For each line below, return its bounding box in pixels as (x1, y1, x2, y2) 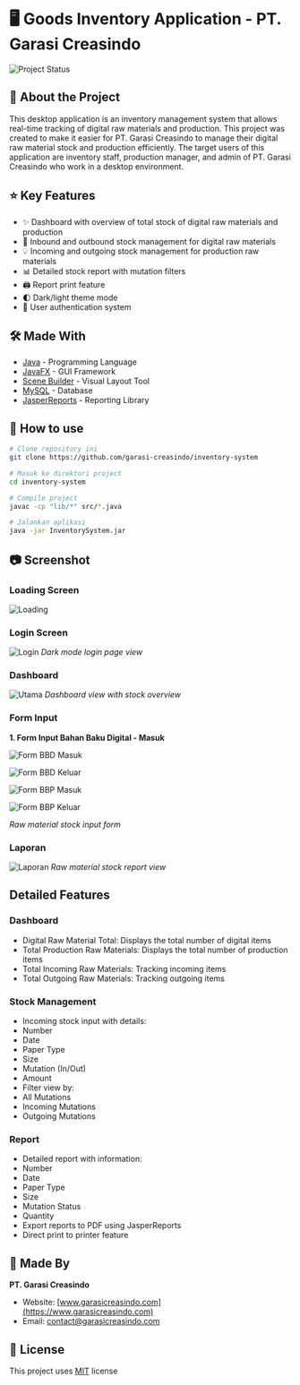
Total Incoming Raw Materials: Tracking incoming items (21, 963, 227, 974)
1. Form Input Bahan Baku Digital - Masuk (9, 732, 166, 743)
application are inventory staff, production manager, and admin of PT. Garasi (9, 151, 291, 162)
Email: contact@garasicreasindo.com (21, 1316, 160, 1327)
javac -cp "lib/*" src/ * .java (9, 502, 123, 511)
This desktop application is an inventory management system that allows (9, 113, 278, 124)
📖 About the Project (9, 90, 121, 105)
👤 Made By (9, 1255, 70, 1270)
